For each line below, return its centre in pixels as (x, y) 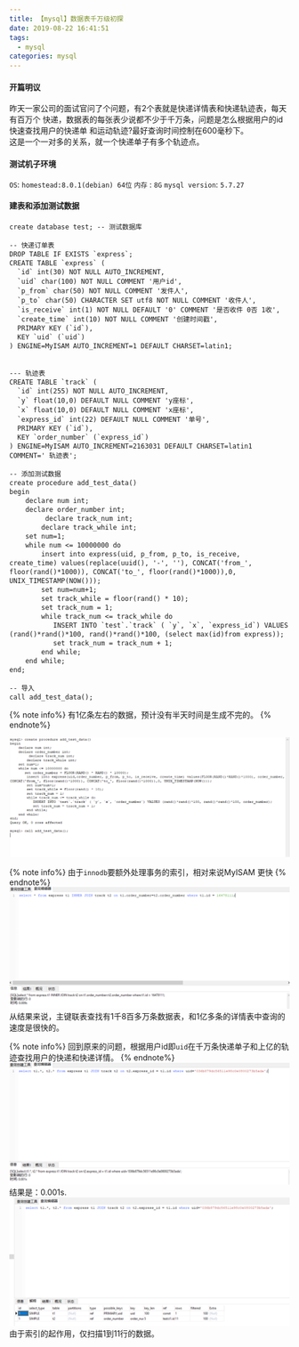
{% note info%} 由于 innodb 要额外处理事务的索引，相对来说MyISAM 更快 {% (148, 872)
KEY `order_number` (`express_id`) (83, 437)
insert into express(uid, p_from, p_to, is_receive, (141, 554)
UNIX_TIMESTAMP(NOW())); (55, 580)
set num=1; (45, 536)
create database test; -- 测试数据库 (76, 227)
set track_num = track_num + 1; (113, 643)
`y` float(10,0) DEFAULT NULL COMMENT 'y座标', (105, 401)
